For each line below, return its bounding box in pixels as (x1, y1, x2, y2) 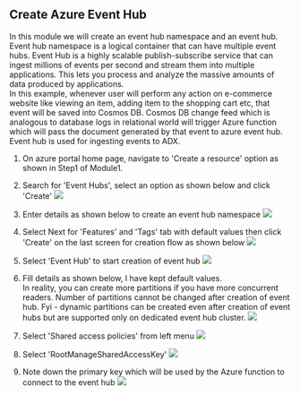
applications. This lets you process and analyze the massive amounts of (9, 69, 275, 80)
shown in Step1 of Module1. (21, 162, 124, 173)
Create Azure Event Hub (9, 7, 147, 22)
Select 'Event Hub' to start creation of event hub (21, 255, 201, 266)
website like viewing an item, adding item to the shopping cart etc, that (9, 98, 270, 108)
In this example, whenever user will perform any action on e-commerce (9, 88, 273, 99)
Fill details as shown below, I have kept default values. (21, 272, 222, 283)
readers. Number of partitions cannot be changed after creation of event (21, 291, 290, 303)
